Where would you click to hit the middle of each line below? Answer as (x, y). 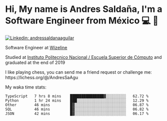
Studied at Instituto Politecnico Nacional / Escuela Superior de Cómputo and (83, 57)
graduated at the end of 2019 (35, 62)
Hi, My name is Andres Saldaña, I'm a (84, 9)
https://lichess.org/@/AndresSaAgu (42, 77)
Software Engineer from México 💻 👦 (82, 21)
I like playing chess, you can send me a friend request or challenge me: (78, 72)
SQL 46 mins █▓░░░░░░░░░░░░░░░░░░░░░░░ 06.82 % (77, 109)
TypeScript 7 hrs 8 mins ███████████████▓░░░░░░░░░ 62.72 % (77, 96)
